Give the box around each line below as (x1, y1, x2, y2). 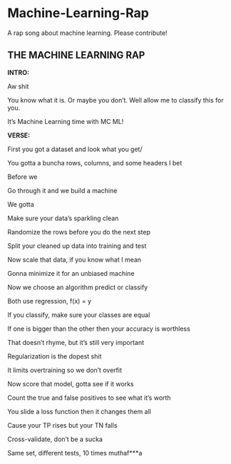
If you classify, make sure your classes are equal (7, 310, 150, 319)
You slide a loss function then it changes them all (7, 407, 151, 416)
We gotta (7, 200, 34, 208)
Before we (7, 172, 38, 181)
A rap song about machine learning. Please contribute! (7, 29, 168, 37)
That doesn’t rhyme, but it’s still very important (7, 338, 145, 346)
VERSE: (7, 130, 31, 140)
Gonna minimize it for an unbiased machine (7, 269, 135, 277)
